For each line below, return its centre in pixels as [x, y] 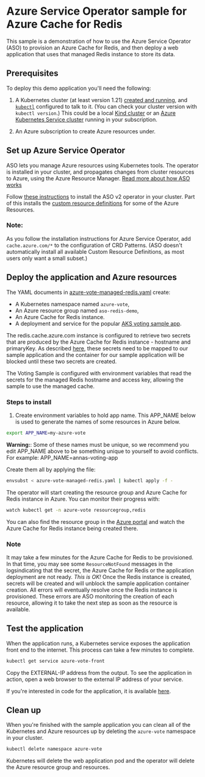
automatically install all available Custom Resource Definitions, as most [95, 251]
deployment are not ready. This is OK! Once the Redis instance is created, [99, 576]
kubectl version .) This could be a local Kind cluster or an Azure [95, 113]
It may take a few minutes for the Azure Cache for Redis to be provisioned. [100, 557]
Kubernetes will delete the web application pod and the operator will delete [101, 761]
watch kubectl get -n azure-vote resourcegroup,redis [76, 510]
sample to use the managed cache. [51, 386]
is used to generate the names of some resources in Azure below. [98, 422]
